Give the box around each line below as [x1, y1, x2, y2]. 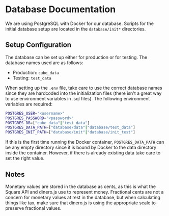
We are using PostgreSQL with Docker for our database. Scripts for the [5, 20, 154, 26]
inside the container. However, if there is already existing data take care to [5, 150, 161, 156]
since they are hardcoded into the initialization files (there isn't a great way [5, 90, 162, 96]
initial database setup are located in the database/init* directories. [5, 25, 146, 32]
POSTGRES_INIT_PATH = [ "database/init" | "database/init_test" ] [5, 130, 136, 135]
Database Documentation [5, 4, 116, 15]
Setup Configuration [5, 41, 72, 49]
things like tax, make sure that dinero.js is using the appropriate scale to [5, 200, 156, 206]
